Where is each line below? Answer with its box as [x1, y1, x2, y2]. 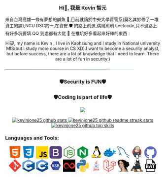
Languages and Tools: [5, 134, 59, 141]
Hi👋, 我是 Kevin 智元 [59, 4, 107, 11]
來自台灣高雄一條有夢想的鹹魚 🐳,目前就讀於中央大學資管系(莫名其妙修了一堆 [5, 16, 159, 23]
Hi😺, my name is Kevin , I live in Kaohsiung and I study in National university [5, 41, 161, 46]
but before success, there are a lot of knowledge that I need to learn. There [6, 51, 159, 57]
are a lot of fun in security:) [55, 56, 111, 62]
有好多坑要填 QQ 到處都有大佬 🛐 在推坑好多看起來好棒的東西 [5, 31, 128, 37]
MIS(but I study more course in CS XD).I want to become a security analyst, [6, 45, 160, 51]
